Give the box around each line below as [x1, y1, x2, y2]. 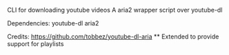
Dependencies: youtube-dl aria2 [7, 19, 99, 27]
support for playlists [7, 40, 64, 47]
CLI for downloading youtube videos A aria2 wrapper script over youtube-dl [7, 6, 223, 14]
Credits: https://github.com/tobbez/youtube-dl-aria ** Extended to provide [7, 32, 219, 41]
